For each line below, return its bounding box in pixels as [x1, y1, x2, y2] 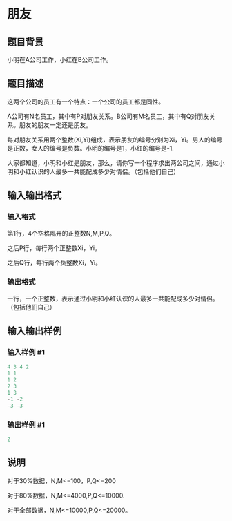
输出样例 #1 [7, 419, 45, 429]
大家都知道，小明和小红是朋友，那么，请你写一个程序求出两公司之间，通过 [7, 158, 219, 167]
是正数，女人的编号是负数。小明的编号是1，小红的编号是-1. [7, 144, 174, 152]
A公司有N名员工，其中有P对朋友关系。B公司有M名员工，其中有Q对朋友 [7, 112, 209, 120]
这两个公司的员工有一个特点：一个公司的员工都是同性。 [7, 97, 164, 106]
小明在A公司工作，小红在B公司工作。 [7, 56, 113, 64]
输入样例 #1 [7, 348, 45, 357]
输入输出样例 [7, 325, 62, 337]
